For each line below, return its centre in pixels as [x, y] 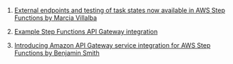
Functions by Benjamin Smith [57, 53]
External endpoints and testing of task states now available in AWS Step [120, 10]
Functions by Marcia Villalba [56, 18]
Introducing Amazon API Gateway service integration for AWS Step [112, 45]
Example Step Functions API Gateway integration [86, 32]
